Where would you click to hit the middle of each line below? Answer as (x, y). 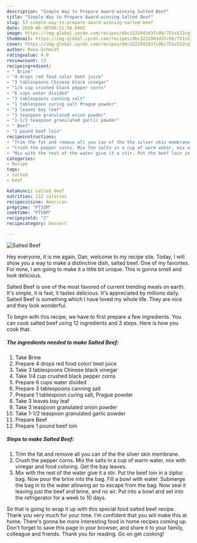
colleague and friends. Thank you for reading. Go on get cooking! (85, 534)
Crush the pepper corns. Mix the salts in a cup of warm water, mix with (101, 460)
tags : (13, 170)
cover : (15, 45)
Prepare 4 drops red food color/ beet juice (66, 363)
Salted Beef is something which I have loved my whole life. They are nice (94, 299)
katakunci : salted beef (36, 191)
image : (15, 33)
